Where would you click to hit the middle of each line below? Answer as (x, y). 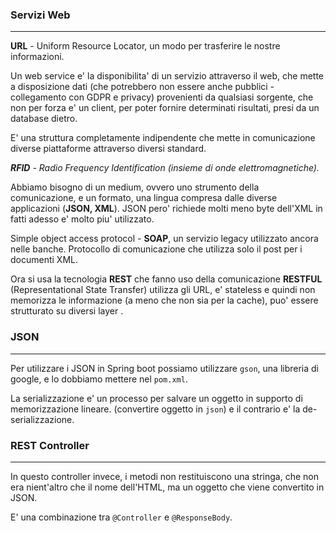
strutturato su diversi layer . (67, 311)
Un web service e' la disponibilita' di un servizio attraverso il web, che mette (167, 76)
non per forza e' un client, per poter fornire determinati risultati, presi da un (165, 108)
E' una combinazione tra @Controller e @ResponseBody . (121, 517)
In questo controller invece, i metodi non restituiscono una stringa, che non (165, 476)
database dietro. (44, 119)
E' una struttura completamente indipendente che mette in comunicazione (163, 138)
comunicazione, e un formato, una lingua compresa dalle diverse (144, 198)
